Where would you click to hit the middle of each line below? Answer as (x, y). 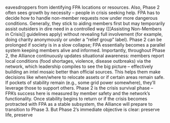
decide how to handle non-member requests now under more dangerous (81, 18)
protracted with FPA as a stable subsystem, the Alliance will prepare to (79, 104)
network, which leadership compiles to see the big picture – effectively (79, 66)
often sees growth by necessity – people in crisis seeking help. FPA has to (83, 13)
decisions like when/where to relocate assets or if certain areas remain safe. (85, 77)
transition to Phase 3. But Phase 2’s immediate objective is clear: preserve (82, 109)
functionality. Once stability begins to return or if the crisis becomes (76, 99)
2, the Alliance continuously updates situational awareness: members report (85, 56)
